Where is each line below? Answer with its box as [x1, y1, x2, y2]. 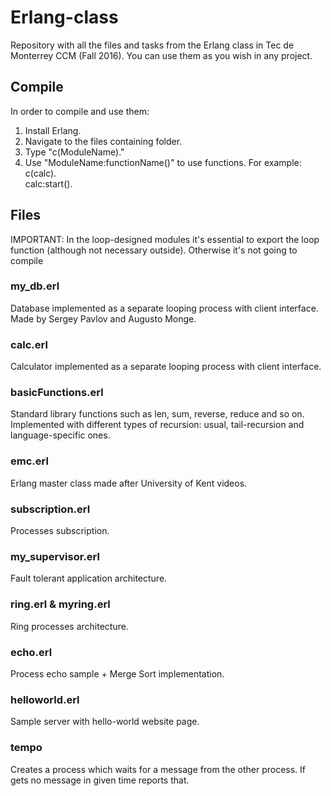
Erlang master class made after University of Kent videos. [10, 477, 248, 489]
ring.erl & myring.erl [10, 597, 111, 611]
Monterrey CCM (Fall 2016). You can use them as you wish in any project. [10, 49, 313, 61]
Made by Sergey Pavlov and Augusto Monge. [10, 312, 197, 325]
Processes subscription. [10, 525, 110, 537]
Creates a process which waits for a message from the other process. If [10, 763, 307, 775]
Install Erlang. [24, 124, 82, 136]
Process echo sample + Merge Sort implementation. [10, 667, 225, 680]
